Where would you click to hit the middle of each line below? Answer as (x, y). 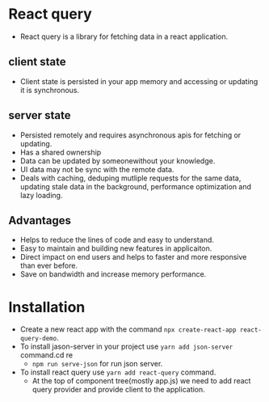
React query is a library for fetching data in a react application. (124, 36)
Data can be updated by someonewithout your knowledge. (118, 161)
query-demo (38, 339)
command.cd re (46, 355)
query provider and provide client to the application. (119, 390)
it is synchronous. (50, 90)
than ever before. (49, 266)
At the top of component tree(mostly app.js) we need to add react (141, 381)
